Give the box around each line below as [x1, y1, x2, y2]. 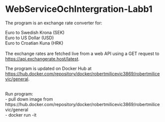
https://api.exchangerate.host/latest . [5, 56, 80, 61]
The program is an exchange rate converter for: [5, 20, 103, 26]
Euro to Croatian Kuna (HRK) [5, 40, 64, 46]
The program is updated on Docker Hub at [5, 65, 92, 71]
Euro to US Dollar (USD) [5, 35, 54, 41]
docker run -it [8, 112, 37, 118]
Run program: [5, 91, 33, 97]
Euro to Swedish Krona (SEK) [5, 29, 65, 35]
